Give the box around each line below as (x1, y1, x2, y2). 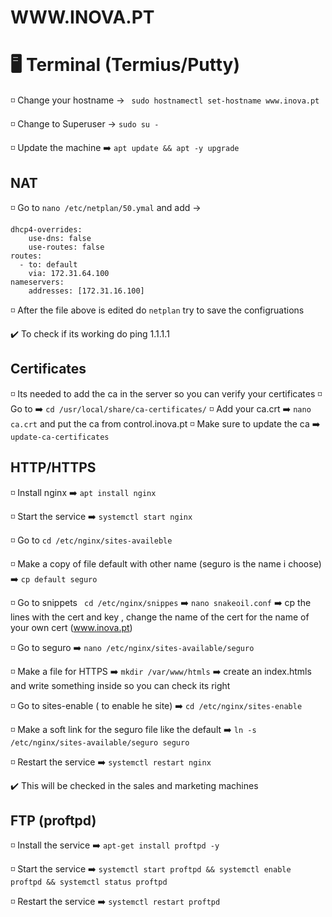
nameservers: (10, 277, 65, 287)
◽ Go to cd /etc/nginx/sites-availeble (10, 534, 173, 546)
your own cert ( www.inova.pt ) (10, 621, 133, 633)
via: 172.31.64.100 (28, 268, 110, 278)
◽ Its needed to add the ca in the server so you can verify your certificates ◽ (10, 387, 323, 400)
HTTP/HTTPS (10, 459, 97, 476)
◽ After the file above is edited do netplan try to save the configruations (10, 304, 305, 316)
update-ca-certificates (10, 432, 110, 442)
